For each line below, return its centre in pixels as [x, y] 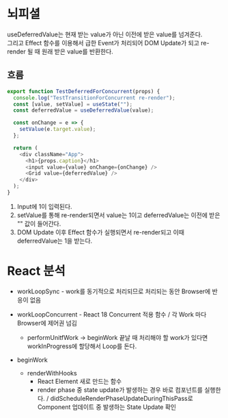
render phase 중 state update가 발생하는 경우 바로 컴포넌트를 [120, 390]
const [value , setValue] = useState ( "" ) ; [73, 104]
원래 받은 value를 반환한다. [78, 51]
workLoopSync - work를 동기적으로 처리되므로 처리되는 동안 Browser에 [114, 291]
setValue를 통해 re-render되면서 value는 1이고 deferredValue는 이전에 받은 [118, 215]
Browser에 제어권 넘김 [47, 323]
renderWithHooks [52, 373]
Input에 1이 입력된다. [45, 206]
